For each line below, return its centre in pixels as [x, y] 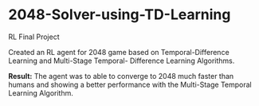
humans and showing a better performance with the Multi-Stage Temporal [130, 84]
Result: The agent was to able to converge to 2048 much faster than [121, 76]
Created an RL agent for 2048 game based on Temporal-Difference [119, 52]
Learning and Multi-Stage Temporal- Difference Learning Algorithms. [122, 61]
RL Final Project [34, 37]
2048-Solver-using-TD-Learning [120, 15]
